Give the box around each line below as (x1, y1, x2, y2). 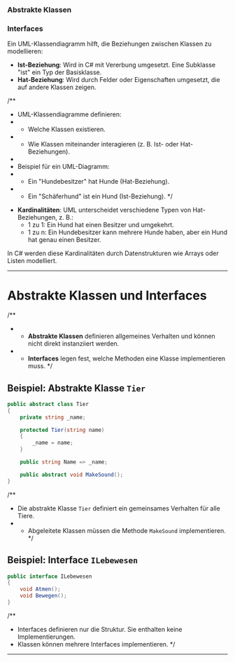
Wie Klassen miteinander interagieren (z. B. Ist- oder (27, 140, 179, 149)
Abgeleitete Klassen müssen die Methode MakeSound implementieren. (27, 526, 226, 534)
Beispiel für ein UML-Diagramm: (17, 163, 110, 171)
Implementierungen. (17, 633, 76, 641)
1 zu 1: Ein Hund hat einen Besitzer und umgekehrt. (27, 221, 175, 229)
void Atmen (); (20, 586, 61, 593)
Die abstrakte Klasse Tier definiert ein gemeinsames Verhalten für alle (17, 504, 220, 513)
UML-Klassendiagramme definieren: (17, 110, 122, 119)
